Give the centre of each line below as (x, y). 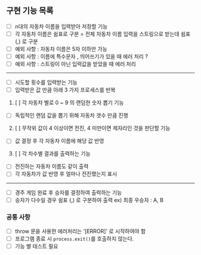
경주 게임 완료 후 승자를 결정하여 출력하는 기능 (68, 192)
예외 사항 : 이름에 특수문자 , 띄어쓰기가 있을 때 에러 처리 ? (81, 56)
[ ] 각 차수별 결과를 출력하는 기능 (53, 154)
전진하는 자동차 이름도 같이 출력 (51, 166)
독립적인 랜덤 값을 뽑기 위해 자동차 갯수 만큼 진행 (71, 115)
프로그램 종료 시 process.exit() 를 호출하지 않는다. (74, 238)
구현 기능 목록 (30, 11)
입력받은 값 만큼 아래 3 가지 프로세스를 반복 (65, 90)
